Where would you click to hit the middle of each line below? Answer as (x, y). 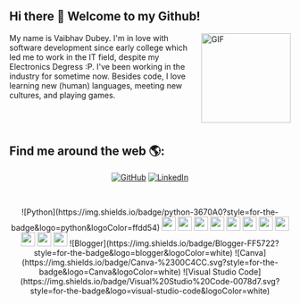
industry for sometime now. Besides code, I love (97, 76)
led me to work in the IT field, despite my (84, 57)
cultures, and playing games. (62, 95)
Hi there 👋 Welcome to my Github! (105, 17)
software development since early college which (99, 47)
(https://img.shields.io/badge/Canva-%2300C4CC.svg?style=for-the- (150, 262)
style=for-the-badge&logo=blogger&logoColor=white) (133, 252)
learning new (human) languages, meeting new (96, 85)
